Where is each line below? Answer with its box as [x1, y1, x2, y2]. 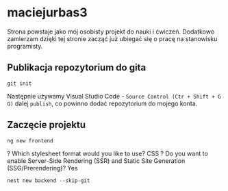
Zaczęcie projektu [7, 119, 86, 131]
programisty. [7, 42, 43, 50]
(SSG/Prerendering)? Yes [7, 164, 78, 172]
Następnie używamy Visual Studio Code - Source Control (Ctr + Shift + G [7, 92, 221, 100]
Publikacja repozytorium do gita [7, 62, 147, 73]
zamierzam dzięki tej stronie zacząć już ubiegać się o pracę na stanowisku [7, 34, 218, 42]
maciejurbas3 [7, 5, 88, 21]
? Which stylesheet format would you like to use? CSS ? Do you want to [7, 149, 209, 157]
